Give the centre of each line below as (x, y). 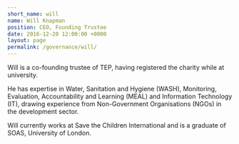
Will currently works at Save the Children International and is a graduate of (117, 125)
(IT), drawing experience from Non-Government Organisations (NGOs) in (115, 104)
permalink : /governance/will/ (52, 47)
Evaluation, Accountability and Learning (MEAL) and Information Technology (120, 96)
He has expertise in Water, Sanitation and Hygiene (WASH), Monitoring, (112, 89)
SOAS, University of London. (49, 133)
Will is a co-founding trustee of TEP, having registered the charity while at (116, 67)
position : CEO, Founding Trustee (57, 27)
